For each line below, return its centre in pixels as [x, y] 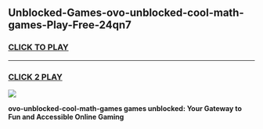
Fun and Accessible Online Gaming [66, 116]
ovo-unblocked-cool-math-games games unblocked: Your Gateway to [125, 108]
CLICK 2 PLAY [35, 77]
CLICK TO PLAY [38, 48]
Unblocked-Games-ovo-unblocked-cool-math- [126, 13]
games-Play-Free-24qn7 [70, 25]
